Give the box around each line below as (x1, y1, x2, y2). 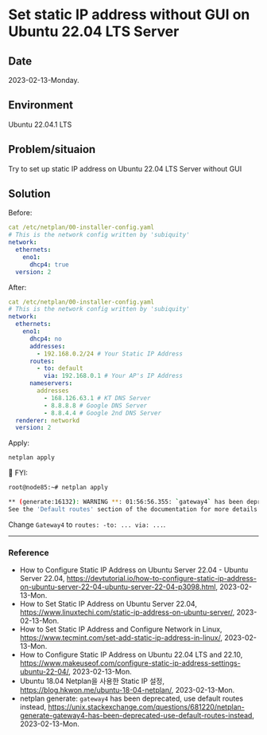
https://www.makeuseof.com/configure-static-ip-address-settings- (19, 658, 241, 668)
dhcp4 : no (29, 335, 62, 343)
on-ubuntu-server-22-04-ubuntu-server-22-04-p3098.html (19, 582, 216, 592)
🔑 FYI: (8, 468, 28, 478)
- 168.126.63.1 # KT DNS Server (43, 394, 151, 402)
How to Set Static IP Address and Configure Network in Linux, (19, 624, 222, 635)
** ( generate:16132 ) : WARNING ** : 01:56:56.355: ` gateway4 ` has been (8, 498, 244, 506)
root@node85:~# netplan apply (8, 484, 109, 492)
